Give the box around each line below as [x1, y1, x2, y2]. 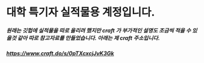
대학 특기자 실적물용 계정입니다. [6, 5, 155, 19]
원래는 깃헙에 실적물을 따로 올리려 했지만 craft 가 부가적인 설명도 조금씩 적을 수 [6, 26, 191, 34]
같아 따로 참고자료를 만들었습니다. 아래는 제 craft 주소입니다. [17, 34, 160, 41]
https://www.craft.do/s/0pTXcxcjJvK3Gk [6, 50, 114, 57]
